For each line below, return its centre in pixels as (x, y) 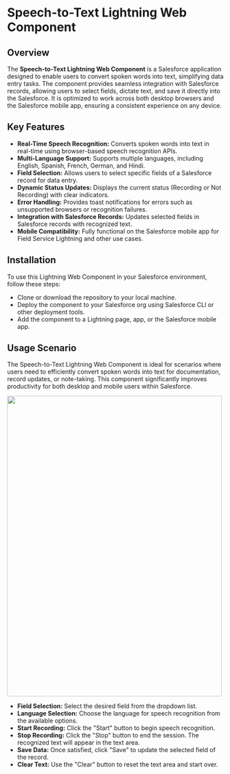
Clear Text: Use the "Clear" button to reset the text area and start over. (117, 764)
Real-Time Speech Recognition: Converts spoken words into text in (113, 144)
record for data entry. (47, 180)
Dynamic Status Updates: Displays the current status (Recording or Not (119, 187)
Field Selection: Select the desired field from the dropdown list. (107, 706)
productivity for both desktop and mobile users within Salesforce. (100, 387)
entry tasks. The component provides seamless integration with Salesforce (113, 83)
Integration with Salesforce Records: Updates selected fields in (108, 216)
